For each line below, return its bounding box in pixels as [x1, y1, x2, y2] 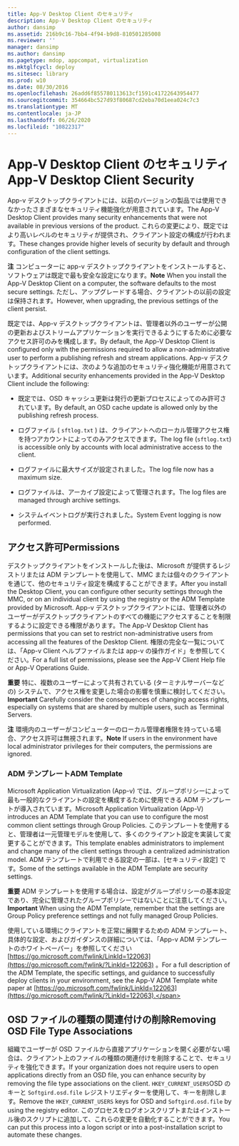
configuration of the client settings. [7, 248, 111, 256]
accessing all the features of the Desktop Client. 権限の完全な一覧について [7, 638, 225, 646]
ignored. [7, 750, 32, 759]
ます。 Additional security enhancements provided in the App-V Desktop [13, 372, 225, 380]
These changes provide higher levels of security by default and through [19, 240, 230, 248]
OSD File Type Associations [7, 1025, 133, 1037]
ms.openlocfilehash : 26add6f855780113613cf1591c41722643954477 [7, 90, 200, 97]
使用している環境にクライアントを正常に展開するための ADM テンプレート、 [7, 926, 231, 935]
